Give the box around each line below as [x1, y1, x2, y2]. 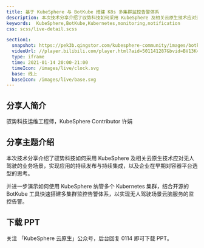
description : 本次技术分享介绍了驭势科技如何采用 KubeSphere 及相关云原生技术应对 [6, 15, 197, 21]
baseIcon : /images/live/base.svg [12, 77, 97, 83]
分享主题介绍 [6, 137, 55, 148]
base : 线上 [12, 71, 38, 77]
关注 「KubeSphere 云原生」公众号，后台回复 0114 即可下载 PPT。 [6, 235, 173, 242]
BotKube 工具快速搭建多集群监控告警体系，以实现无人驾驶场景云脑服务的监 [6, 190, 194, 198]
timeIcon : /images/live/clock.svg [12, 65, 99, 71]
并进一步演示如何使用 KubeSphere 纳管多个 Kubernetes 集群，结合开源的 [6, 182, 189, 190]
